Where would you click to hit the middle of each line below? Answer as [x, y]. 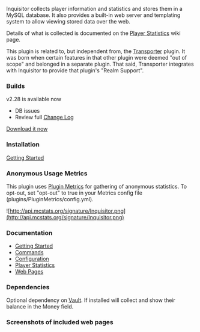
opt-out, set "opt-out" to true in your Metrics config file [74, 193]
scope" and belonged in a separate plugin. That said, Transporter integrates [100, 64]
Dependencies [28, 287]
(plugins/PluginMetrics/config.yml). [50, 199]
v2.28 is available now [34, 99]
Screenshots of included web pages [60, 322]
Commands [29, 252]
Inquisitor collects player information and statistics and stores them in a [95, 9]
